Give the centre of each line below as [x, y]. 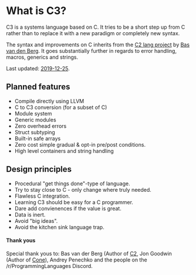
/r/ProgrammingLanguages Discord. [49, 266]
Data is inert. [30, 215]
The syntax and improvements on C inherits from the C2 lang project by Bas [98, 45]
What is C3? [36, 11]
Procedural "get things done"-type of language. [72, 184]
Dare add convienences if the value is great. [68, 208]
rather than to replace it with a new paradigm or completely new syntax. [93, 33]
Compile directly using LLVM [49, 101]
